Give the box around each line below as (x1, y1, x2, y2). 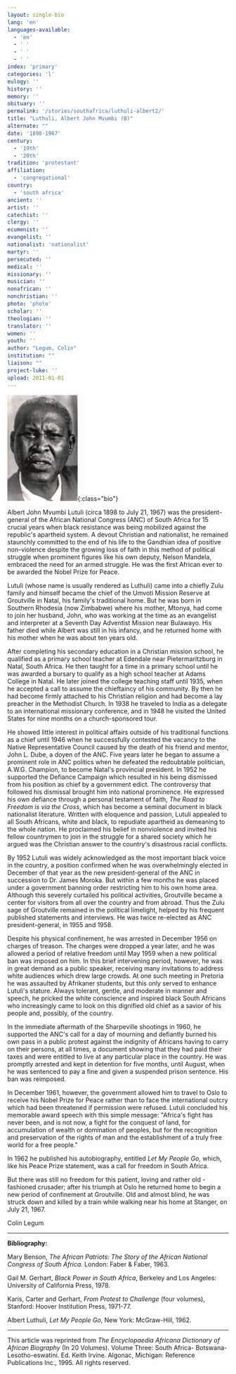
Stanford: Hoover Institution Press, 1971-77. (7, 1302, 132, 1310)
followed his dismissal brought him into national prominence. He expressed (7, 787, 225, 796)
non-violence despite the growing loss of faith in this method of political (7, 545, 216, 554)
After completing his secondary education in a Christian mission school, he (7, 647, 225, 655)
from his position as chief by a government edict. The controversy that (7, 780, 211, 788)
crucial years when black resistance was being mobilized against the (7, 523, 206, 531)
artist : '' (7, 204, 39, 211)
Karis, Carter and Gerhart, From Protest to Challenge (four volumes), (7, 1295, 206, 1303)
